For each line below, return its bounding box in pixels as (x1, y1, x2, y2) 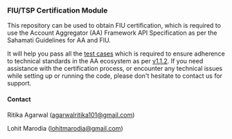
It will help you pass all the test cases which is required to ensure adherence (7, 49, 225, 58)
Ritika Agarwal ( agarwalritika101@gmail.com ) (7, 111, 135, 119)
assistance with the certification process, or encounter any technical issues (7, 65, 223, 73)
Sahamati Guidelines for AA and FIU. (7, 36, 111, 44)
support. (7, 79, 32, 88)
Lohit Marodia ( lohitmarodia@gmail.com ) (7, 124, 123, 132)
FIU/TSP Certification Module (7, 6, 108, 15)
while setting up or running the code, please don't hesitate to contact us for (7, 72, 223, 80)
